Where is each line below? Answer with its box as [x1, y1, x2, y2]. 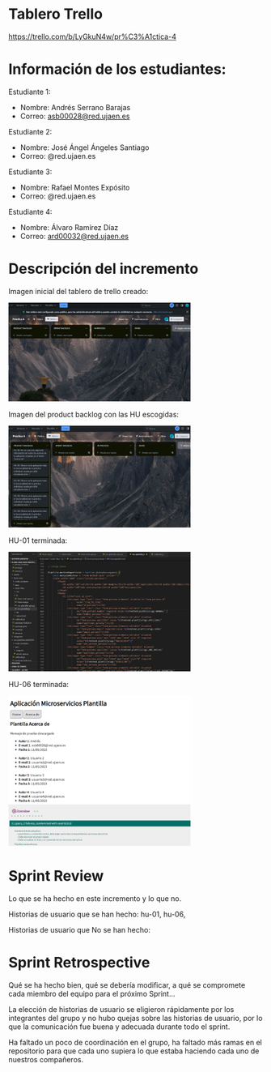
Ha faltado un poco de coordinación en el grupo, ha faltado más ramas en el [8, 1037, 263, 1047]
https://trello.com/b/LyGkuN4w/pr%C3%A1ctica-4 [8, 32, 176, 41]
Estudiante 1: [8, 87, 51, 96]
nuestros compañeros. [8, 1054, 83, 1064]
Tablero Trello [8, 5, 104, 23]
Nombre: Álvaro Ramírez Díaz [19, 222, 119, 232]
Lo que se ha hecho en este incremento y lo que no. [8, 893, 182, 903]
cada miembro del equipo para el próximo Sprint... [8, 989, 176, 998]
